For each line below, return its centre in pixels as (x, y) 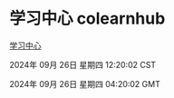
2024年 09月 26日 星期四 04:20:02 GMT (85, 83)
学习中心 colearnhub (87, 19)
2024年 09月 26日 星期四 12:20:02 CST (83, 64)
